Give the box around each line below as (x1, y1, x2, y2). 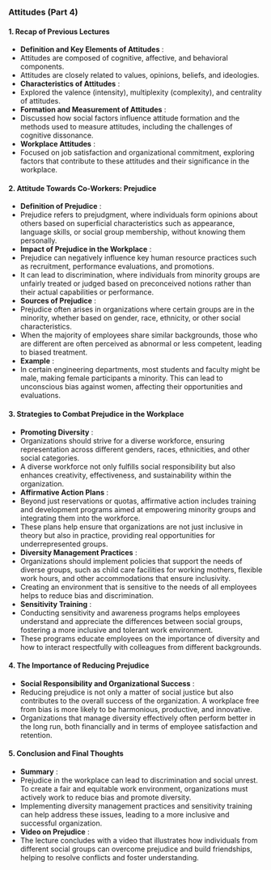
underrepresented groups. (19, 539, 108, 549)
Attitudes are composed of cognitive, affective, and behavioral (19, 53, 228, 63)
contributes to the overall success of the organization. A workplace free (19, 695, 260, 706)
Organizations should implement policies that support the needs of (19, 556, 243, 566)
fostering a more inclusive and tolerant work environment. (19, 625, 214, 634)
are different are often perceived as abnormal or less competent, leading (19, 339, 263, 349)
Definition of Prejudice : (19, 202, 102, 211)
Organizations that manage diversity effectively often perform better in (19, 713, 256, 723)
